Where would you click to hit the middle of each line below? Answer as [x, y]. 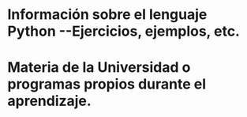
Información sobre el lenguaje [107, 15]
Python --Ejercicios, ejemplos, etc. [123, 31]
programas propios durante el [107, 84]
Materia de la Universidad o [99, 68]
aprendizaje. [49, 101]
